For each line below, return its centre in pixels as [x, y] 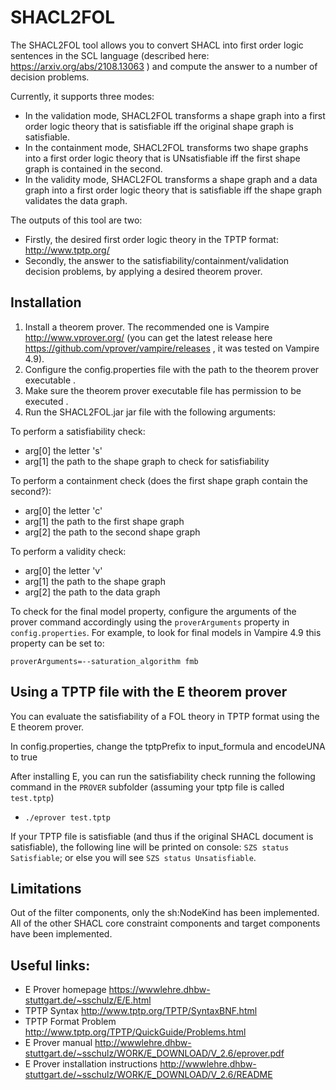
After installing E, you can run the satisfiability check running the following [163, 776]
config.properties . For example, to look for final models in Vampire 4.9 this [166, 632]
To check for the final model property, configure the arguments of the [153, 611]
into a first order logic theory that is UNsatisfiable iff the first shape [162, 158]
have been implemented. [61, 934]
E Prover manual [58, 1043]
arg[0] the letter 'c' [63, 510]
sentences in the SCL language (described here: [110, 55]
